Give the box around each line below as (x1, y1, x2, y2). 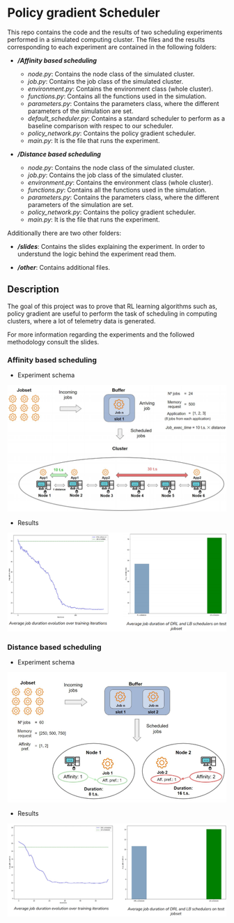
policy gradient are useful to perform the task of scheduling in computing (7, 309, 217, 318)
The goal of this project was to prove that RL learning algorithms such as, (7, 302, 217, 310)
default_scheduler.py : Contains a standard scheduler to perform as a (27, 114, 225, 123)
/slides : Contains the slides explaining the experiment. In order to (17, 242, 205, 250)
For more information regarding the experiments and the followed (7, 330, 195, 339)
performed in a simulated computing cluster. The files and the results (7, 35, 205, 43)
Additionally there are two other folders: (7, 229, 122, 237)
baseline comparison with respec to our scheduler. (27, 121, 174, 130)
